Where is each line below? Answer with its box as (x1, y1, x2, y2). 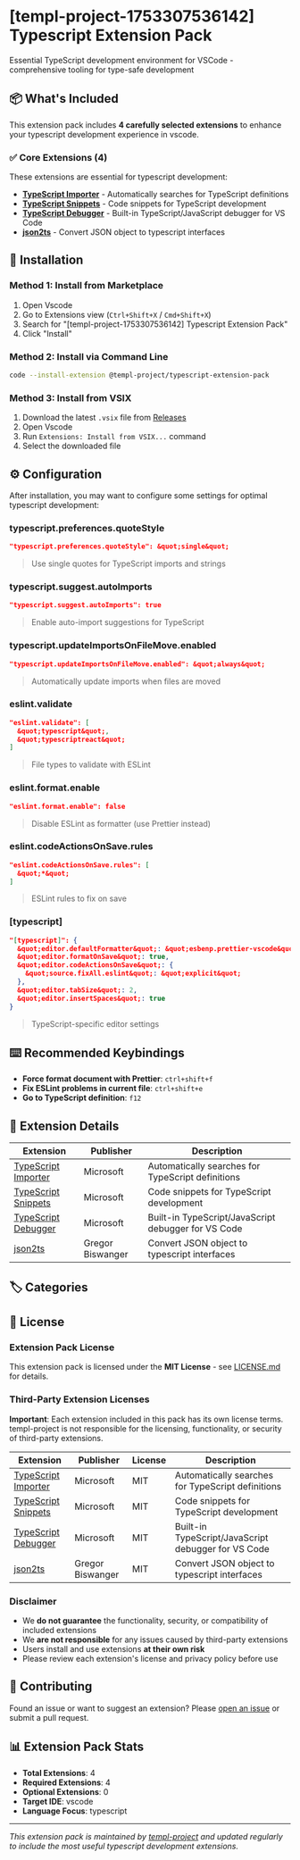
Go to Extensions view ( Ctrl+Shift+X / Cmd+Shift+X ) (21, 309, 212, 320)
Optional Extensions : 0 (21, 1786, 109, 1797)
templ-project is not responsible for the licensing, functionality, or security (9, 1422, 283, 1434)
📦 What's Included (9, 91, 119, 106)
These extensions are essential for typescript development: (9, 171, 228, 182)
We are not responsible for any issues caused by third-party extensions (21, 1634, 288, 1645)
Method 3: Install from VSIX (9, 391, 132, 404)
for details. (9, 1371, 49, 1381)
